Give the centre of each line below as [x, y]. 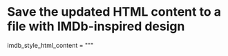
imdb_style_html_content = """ [50, 45]
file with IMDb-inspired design [96, 26]
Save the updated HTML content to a [114, 12]
